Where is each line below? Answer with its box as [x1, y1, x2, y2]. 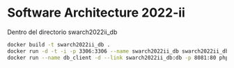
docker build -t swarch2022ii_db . [7, 41, 111, 48]
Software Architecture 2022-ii [7, 5, 186, 21]
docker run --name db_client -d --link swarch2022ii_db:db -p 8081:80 [7, 54, 217, 61]
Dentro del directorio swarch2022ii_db [7, 28, 118, 36]
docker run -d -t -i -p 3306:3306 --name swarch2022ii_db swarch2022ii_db [7, 47, 229, 55]
